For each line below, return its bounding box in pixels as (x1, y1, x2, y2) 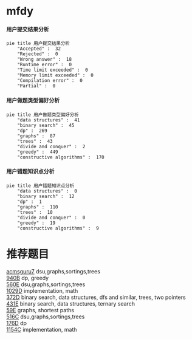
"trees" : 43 (17, 138, 53, 144)
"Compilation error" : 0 (17, 78, 83, 84)
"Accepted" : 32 (17, 46, 61, 52)
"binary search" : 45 (17, 122, 75, 128)
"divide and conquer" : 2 (17, 143, 86, 149)
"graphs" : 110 (17, 204, 59, 210)
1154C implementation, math (6, 326, 77, 333)
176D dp (6, 319, 27, 326)
